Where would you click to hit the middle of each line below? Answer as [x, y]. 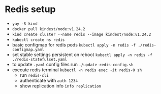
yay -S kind [25, 24]
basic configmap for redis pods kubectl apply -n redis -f [74, 44]
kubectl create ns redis [38, 40]
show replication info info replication [60, 86]
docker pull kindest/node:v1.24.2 [49, 29]
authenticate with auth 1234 [49, 80]
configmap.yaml [28, 50]
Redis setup [30, 9]
